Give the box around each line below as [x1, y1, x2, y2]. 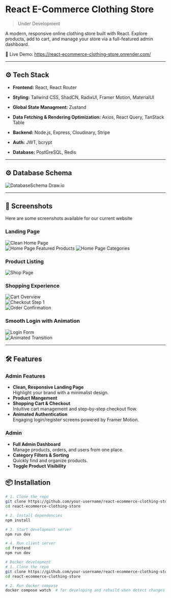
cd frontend [5, 545, 31, 551]
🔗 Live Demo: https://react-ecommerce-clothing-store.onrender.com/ [5, 51, 151, 57]
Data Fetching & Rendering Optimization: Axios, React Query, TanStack [12, 114, 164, 120]
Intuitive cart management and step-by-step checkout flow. [12, 406, 137, 412]
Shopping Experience [5, 282, 60, 289]
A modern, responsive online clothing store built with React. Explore [5, 30, 148, 36]
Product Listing [5, 258, 44, 265]
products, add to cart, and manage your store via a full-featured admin [5, 36, 154, 42]
